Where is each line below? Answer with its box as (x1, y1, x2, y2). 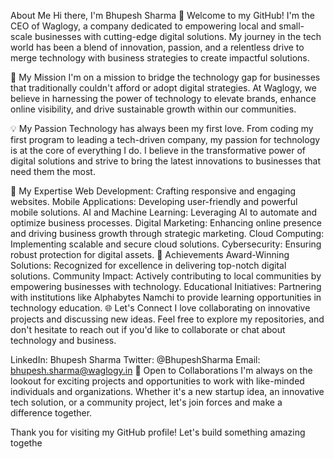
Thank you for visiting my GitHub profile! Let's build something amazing (10, 426, 306, 438)
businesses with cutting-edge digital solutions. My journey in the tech (34, 31, 322, 42)
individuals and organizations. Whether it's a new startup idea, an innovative (10, 386, 325, 397)
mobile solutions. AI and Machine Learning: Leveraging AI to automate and (10, 206, 318, 218)
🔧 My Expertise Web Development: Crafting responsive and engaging (10, 185, 296, 197)
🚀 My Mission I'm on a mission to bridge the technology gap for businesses (10, 71, 321, 83)
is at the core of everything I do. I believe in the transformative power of (10, 145, 307, 156)
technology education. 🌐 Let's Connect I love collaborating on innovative (10, 302, 311, 314)
